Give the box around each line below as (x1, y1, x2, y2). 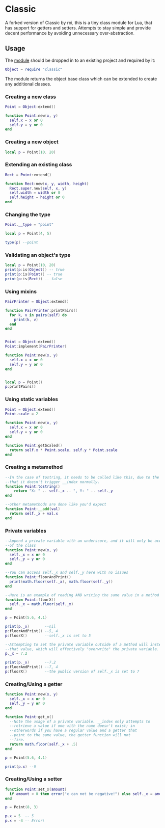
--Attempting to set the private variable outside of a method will (5, 642, 148, 647)
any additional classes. (5, 81, 52, 87)
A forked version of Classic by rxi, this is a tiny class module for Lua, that (5, 20, 153, 26)
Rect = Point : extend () (5, 172, 52, 177)
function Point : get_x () (5, 714, 54, 720)
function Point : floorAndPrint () (5, 575, 71, 580)
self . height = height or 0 (9, 195, 65, 200)
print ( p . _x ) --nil (5, 624, 56, 629)
